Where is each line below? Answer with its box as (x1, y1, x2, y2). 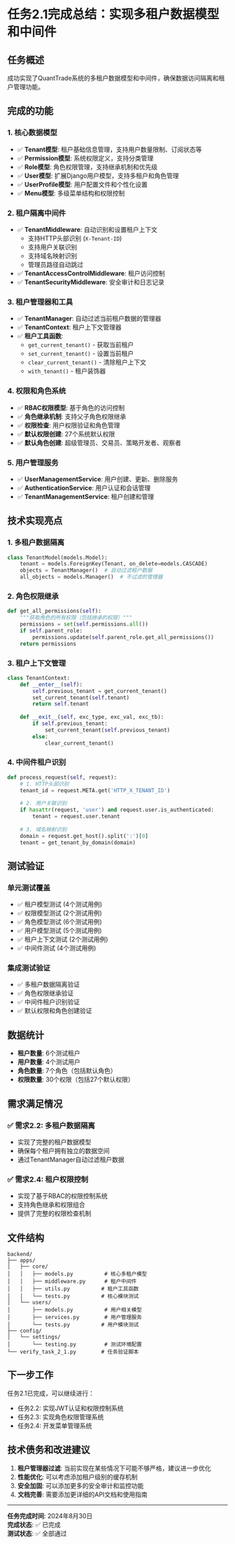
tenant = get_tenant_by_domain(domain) (20, 839, 136, 846)
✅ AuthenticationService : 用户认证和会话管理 (17, 483, 151, 492)
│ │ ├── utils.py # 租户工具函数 (7, 1285, 139, 1293)
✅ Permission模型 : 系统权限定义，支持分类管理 (17, 153, 154, 162)
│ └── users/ (7, 1299, 52, 1307)
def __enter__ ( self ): (20, 681, 83, 688)
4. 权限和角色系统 (7, 386, 66, 396)
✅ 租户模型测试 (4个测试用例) (17, 900, 103, 909)
